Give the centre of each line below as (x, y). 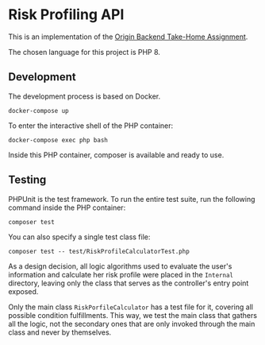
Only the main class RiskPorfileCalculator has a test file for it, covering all (131, 307)
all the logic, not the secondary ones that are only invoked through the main (132, 324)
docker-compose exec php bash (58, 140)
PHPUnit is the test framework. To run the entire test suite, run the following (132, 199)
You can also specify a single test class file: (79, 237)
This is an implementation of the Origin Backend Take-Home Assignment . (128, 37)
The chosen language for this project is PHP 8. (84, 52)
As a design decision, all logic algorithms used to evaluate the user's (120, 266)
